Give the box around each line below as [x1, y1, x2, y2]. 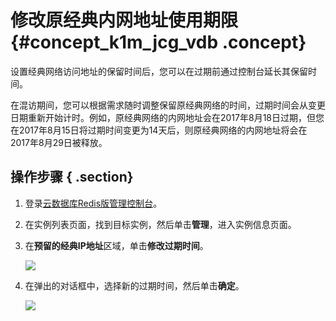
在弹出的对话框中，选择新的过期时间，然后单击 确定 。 [24, 279, 245, 291]
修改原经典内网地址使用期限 [10, 9, 239, 32]
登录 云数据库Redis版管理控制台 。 [24, 197, 163, 209]
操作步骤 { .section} [10, 169, 134, 186]
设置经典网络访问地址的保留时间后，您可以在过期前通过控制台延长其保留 [10, 65, 308, 77]
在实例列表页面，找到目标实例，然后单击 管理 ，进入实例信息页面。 [24, 218, 297, 230]
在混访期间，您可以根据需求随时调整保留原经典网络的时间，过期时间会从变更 [10, 99, 326, 111]
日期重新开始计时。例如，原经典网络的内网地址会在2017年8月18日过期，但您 [10, 111, 325, 123]
